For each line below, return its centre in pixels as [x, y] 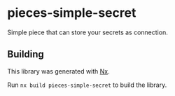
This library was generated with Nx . [58, 71]
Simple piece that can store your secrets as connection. [87, 32]
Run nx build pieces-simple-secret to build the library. [87, 85]
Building [26, 54]
